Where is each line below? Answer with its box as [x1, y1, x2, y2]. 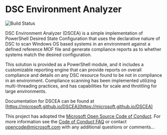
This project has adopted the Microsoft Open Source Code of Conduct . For [5, 113, 161, 119]
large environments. [5, 88, 47, 94]
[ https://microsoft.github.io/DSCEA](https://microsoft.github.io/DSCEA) [5, 103, 153, 109]
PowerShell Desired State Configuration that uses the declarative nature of [5, 35, 160, 41]
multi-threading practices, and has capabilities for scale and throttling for [5, 82, 157, 89]
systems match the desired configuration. [5, 52, 92, 58]
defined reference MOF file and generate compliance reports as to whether [5, 46, 161, 52]
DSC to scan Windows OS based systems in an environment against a [5, 40, 150, 47]
